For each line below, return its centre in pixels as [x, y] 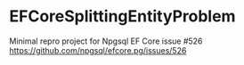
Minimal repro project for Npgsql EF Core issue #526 [106, 41]
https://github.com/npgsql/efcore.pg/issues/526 [98, 50]
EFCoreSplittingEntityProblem [122, 16]
